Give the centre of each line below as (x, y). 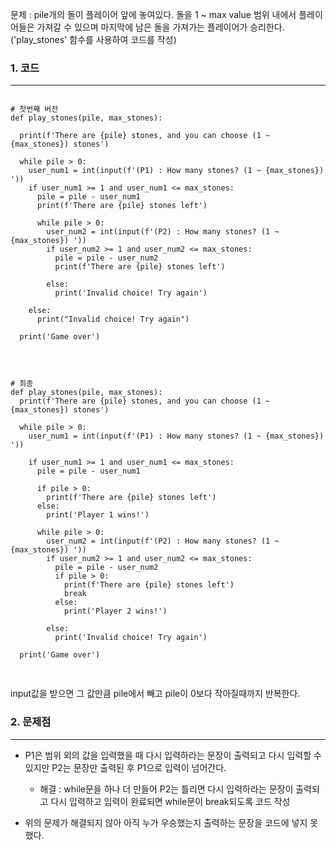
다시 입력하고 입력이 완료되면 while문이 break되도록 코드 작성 (170, 801)
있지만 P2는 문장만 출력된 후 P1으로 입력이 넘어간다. (125, 767)
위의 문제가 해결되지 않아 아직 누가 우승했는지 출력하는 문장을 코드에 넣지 (166, 822)
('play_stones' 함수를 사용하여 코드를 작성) (93, 39)
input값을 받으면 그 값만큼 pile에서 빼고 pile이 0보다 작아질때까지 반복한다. (155, 694)
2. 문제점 (31, 722)
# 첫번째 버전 (34, 109)
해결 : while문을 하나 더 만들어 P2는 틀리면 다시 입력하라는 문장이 (166, 789)
